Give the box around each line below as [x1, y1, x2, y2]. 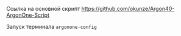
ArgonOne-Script [6, 11, 50, 19]
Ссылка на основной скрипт [6, 5, 80, 12]
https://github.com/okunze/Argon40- [81, 5, 175, 12]
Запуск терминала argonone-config [6, 23, 98, 30]
